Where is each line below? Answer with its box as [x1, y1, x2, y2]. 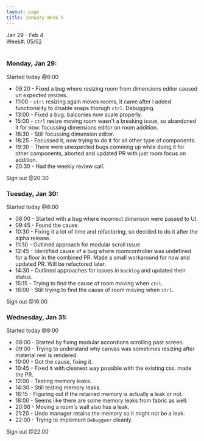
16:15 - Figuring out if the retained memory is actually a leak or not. [15, 391, 183, 398]
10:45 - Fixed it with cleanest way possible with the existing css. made [15, 364, 192, 372]
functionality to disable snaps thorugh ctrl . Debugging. [15, 104, 155, 111]
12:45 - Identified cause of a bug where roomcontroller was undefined [15, 248, 192, 255]
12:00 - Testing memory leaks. [15, 378, 92, 385]
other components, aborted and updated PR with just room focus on [15, 150, 186, 157]
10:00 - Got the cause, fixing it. [15, 358, 93, 366]
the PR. [15, 371, 33, 378]
